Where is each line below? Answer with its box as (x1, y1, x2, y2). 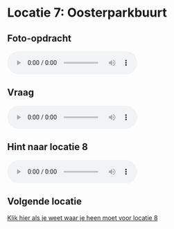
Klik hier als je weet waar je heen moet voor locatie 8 (7, 214, 158, 222)
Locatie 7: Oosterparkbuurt (7, 5, 168, 21)
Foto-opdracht (7, 33, 71, 44)
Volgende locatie (7, 196, 82, 208)
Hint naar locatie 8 (7, 141, 88, 153)
